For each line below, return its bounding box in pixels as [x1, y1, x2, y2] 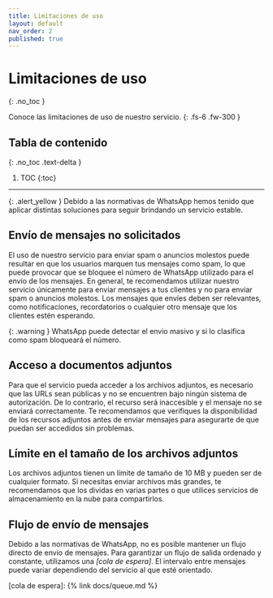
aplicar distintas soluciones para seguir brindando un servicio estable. [8, 205, 244, 214]
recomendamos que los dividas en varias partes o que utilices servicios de [8, 485, 258, 496]
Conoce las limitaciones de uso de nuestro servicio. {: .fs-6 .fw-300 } [8, 112, 241, 122]
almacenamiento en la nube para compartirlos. [8, 494, 165, 504]
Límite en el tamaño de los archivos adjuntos [8, 447, 238, 461]
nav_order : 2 [8, 27, 53, 35]
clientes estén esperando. [8, 310, 96, 320]
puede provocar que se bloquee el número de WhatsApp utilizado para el [8, 267, 254, 277]
